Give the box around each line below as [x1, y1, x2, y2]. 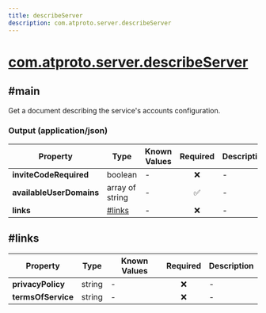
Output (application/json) [8, 125, 108, 136]
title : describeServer [8, 11, 83, 20]
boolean [106, 169, 137, 180]
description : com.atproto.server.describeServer [8, 19, 172, 27]
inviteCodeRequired [12, 169, 89, 180]
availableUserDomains [12, 187, 100, 198]
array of [106, 181, 136, 193]
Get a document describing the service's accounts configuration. [8, 105, 221, 115]
